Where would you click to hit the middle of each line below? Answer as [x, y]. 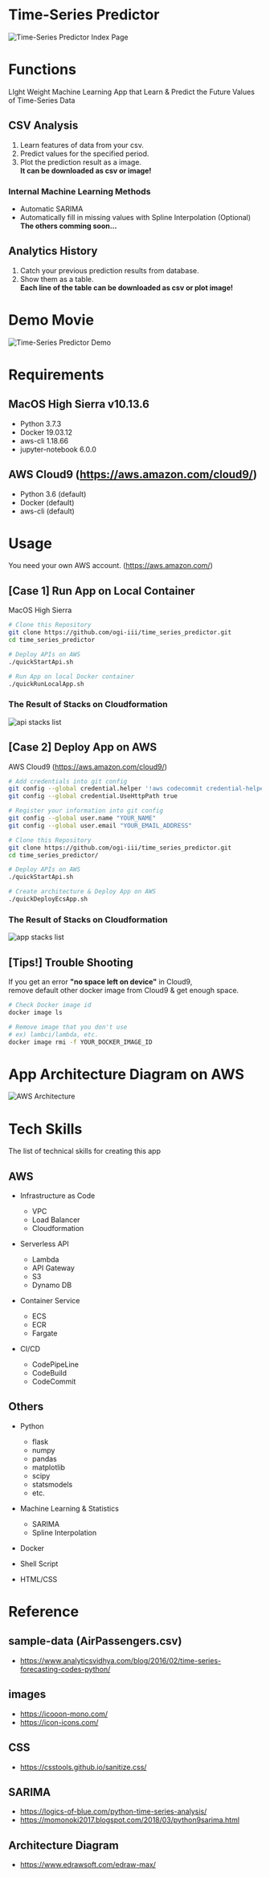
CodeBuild [49, 1373]
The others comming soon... [68, 226]
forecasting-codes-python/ [65, 1669]
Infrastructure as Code [57, 1196]
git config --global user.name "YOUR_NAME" [82, 818]
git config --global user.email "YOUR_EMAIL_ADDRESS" [100, 825]
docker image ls [35, 1012]
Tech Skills [45, 1129]
